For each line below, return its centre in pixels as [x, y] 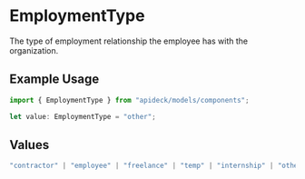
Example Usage [54, 80]
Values [30, 145]
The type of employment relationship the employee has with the [129, 41]
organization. [34, 50]
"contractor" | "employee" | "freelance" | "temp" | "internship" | [142, 166]
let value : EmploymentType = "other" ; [83, 116]
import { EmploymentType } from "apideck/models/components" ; [129, 100]
